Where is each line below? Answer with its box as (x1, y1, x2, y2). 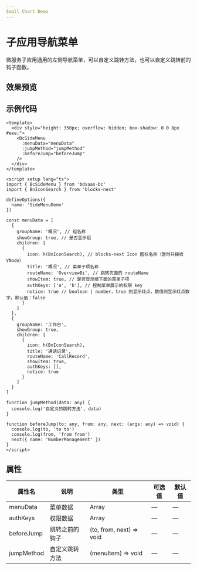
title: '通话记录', (27, 348, 72, 354)
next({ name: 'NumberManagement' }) (11, 436, 101, 442)
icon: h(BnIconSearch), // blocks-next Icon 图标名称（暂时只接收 (27, 251, 184, 257)
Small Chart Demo (6, 8, 49, 15)
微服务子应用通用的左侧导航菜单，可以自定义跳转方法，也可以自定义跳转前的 (6, 56, 191, 63)
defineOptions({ (6, 197, 46, 203)
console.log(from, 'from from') (11, 431, 91, 437)
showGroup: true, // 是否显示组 (16, 235, 91, 241)
